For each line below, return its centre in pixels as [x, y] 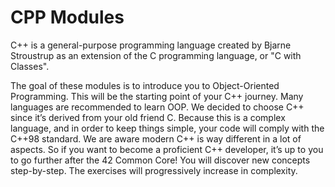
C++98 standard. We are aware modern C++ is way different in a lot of [156, 138]
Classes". [30, 66]
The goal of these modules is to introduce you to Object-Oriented [145, 85]
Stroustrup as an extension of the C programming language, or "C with [156, 55]
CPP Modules [67, 17]
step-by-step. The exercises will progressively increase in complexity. [154, 170]
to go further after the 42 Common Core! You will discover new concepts [160, 160]
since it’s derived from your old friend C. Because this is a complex [148, 117]
